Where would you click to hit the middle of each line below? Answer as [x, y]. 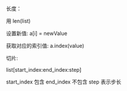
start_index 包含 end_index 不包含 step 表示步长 [64, 82]
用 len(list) [18, 21]
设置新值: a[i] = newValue [37, 33]
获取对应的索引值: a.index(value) [45, 46]
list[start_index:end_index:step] [44, 70]
